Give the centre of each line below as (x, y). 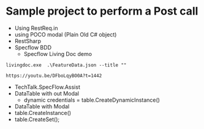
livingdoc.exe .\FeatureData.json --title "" (66, 65)
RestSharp (28, 41)
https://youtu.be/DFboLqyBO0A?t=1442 (54, 75)
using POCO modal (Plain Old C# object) (66, 34)
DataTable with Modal (42, 106)
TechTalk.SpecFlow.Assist (47, 87)
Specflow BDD (33, 47)
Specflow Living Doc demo (58, 54)
